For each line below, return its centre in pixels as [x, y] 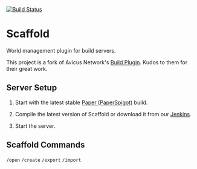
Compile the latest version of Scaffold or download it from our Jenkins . [103, 114]
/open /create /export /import [44, 160]
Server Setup [32, 88]
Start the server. [35, 126]
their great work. [27, 68]
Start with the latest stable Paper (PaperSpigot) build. [81, 102]
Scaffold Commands [46, 145]
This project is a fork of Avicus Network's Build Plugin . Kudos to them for [97, 62]
